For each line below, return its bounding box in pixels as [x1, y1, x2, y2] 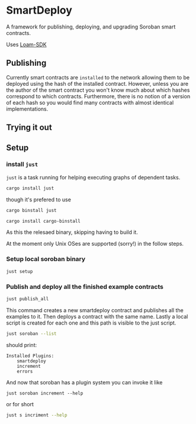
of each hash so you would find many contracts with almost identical [6, 99, 174, 106]
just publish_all [6, 295, 49, 302]
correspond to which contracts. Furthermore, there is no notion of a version [6, 92, 191, 99]
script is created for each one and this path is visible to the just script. [6, 319, 176, 326]
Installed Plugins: [6, 353, 54, 359]
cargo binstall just [6, 207, 57, 213]
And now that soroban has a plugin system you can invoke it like [6, 378, 163, 386]
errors [17, 368, 33, 374]
